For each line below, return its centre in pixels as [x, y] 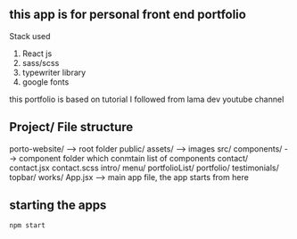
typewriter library [54, 72]
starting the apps [58, 206]
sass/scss [41, 62]
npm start [28, 226]
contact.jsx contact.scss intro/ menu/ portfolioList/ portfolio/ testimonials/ [144, 168]
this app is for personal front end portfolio [128, 15]
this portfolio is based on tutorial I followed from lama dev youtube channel [147, 99]
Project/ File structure [71, 127]
